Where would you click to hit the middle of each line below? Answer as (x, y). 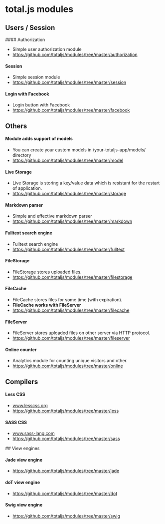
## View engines (22, 449)
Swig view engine (24, 505)
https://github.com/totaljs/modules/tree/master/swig (66, 516)
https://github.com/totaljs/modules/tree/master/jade (66, 471)
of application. (27, 188)
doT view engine (23, 483)
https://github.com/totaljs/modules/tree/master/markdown (72, 221)
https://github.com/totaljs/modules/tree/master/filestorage (72, 277)
